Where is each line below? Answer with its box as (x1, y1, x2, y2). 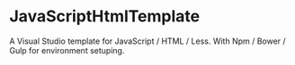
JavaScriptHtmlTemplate (9, 6, 201, 27)
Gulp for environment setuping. (9, 45, 125, 55)
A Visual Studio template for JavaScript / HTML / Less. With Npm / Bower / (9, 36, 286, 46)
